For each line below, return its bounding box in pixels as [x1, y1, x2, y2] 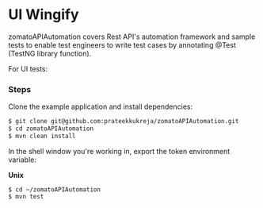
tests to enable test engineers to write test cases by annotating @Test [8, 40, 236, 49]
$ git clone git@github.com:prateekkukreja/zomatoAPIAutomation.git [8, 117, 239, 125]
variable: [8, 155, 37, 164]
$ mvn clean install [8, 132, 77, 140]
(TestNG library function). [8, 48, 92, 58]
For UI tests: [8, 64, 48, 73]
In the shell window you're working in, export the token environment [8, 146, 231, 156]
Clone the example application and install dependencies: [8, 102, 193, 112]
